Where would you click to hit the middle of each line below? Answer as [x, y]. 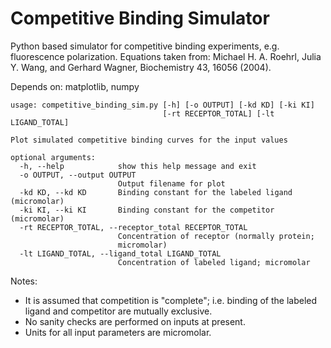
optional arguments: [53, 157]
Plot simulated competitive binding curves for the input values [149, 140]
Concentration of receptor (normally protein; [216, 236]
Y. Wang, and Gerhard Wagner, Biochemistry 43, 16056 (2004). [141, 67]
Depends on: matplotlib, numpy [75, 86]
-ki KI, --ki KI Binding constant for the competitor [147, 210]
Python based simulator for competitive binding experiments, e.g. [145, 46]
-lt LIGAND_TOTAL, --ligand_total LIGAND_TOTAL [120, 253]
